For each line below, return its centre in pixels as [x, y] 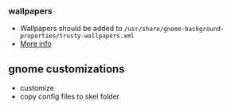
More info [35, 44]
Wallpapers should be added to [71, 29]
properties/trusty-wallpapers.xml [77, 36]
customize [37, 88]
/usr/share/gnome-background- [174, 29]
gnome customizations [67, 69]
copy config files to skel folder [70, 96]
